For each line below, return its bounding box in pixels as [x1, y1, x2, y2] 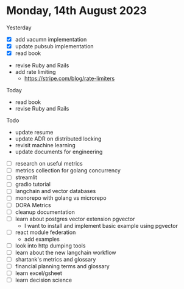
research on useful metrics [15, 160, 83, 167]
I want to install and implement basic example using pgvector [24, 222, 178, 229]
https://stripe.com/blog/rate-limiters [24, 75, 115, 82]
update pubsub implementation [15, 43, 94, 49]
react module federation [15, 229, 76, 236]
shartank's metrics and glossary [15, 255, 96, 263]
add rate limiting [15, 68, 56, 76]
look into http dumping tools [15, 242, 86, 249]
